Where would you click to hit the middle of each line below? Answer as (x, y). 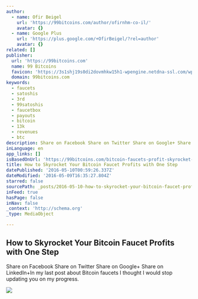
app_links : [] (24, 154)
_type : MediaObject (30, 214)
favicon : (22, 72)
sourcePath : (21, 187)
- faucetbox (26, 110)
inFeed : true (22, 192)
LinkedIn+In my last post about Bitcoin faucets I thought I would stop (89, 273)
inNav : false (22, 203)
